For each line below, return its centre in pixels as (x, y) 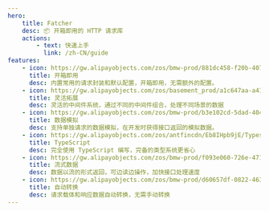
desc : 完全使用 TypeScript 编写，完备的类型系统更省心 (112, 150)
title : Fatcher (47, 23)
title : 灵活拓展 (53, 98)
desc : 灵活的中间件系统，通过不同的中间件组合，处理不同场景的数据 (126, 105)
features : (24, 61)
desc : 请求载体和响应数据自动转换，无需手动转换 (99, 195)
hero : (16, 16)
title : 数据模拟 (53, 120)
